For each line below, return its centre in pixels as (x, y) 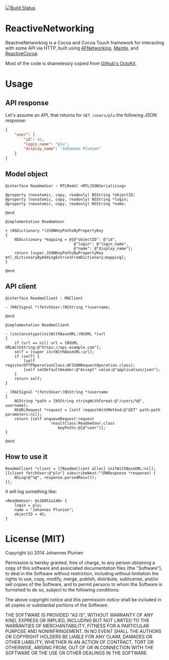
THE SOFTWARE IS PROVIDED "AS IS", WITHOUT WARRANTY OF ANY (79, 615)
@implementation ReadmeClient (37, 325)
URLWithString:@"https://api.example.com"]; (53, 347)
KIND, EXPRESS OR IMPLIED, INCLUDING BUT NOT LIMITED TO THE (77, 621)
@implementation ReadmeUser (35, 222)
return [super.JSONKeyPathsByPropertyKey (59, 253)
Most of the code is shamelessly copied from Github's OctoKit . (71, 63)
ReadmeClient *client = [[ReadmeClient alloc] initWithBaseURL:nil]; (81, 469)
